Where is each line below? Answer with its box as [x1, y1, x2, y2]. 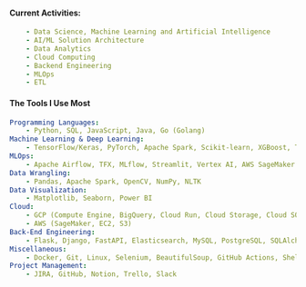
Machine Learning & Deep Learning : [9, 134, 145, 144]
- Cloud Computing [25, 53, 96, 62]
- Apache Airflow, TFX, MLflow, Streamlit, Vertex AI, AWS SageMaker [25, 160, 296, 169]
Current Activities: [9, 7, 81, 18]
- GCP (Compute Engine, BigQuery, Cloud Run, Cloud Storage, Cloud [25, 211, 287, 220]
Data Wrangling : [9, 168, 71, 177]
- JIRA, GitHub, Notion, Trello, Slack [25, 270, 178, 279]
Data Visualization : [9, 185, 88, 194]
